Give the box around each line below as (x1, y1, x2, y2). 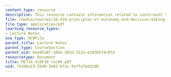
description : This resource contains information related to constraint (5, 12, 163, 17)
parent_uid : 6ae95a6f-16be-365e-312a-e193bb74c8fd (5, 50, 115, 55)
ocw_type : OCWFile (5, 36, 44, 41)
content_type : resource (5, 7, 56, 13)
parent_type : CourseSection (5, 45, 65, 50)
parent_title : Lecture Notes (5, 41, 67, 46)
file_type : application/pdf (5, 21, 65, 27)
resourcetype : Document (5, 54, 56, 60)
